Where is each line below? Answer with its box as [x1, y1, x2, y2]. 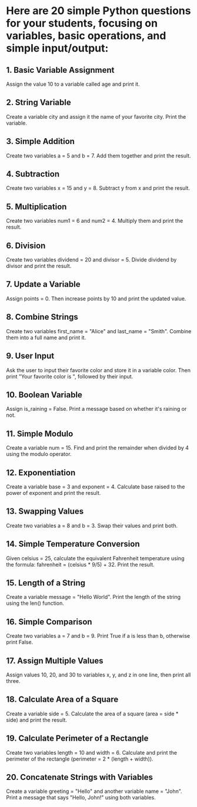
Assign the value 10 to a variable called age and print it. [6, 81, 140, 88]
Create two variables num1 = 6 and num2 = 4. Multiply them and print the [6, 217, 183, 225]
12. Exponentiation [6, 467, 76, 477]
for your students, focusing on [6, 16, 158, 30]
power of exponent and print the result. [6, 489, 101, 496]
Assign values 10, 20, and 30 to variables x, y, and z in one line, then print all [6, 671, 191, 678]
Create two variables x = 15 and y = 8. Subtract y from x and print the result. [6, 185, 190, 192]
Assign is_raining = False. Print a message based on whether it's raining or [6, 406, 187, 413]
